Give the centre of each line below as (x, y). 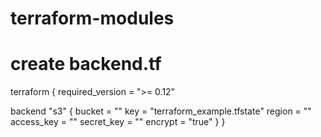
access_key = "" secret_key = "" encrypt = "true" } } (118, 122)
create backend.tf (86, 64)
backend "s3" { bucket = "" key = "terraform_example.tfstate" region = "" (161, 111)
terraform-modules (92, 18)
